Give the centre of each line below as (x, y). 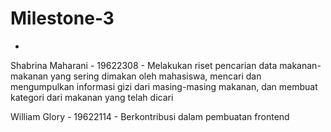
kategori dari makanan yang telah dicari (92, 97)
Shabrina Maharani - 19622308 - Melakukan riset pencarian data (144, 65)
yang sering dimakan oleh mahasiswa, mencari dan (156, 76)
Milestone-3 (62, 18)
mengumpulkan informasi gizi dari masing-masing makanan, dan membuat (164, 86)
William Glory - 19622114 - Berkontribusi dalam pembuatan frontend (150, 116)
